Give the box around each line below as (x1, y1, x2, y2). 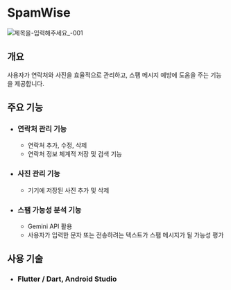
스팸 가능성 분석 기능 (17, 205, 82, 214)
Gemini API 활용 (27, 222, 73, 230)
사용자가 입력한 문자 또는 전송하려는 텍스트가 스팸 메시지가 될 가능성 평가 (27, 231, 224, 239)
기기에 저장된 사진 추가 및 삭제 (27, 186, 110, 194)
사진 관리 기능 (17, 169, 60, 178)
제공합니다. (14, 79, 45, 87)
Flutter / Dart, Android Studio (17, 274, 117, 284)
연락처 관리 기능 (17, 124, 67, 134)
